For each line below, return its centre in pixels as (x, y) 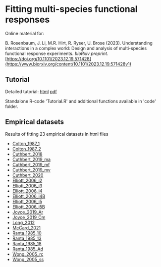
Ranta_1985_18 (27, 243)
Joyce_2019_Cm (29, 217)
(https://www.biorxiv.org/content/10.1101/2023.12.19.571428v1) (68, 64)
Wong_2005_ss (28, 259)
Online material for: (25, 33)
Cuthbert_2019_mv (31, 170)
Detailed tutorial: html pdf (31, 91)
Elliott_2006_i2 (27, 180)
